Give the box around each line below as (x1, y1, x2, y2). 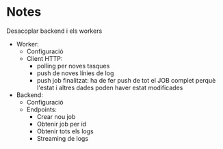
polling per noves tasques (36, 62, 110, 70)
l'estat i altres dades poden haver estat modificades (36, 83, 183, 92)
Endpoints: (26, 105, 57, 113)
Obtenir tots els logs (36, 127, 94, 135)
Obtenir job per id (36, 120, 87, 128)
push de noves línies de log (36, 69, 114, 77)
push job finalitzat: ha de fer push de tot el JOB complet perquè (36, 76, 216, 84)
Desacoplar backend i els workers (6, 27, 103, 35)
